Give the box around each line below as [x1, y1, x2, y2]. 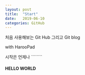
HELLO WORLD [5, 65, 36, 71]
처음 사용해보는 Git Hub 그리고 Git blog [5, 34, 81, 40]
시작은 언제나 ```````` [5, 54, 42, 60]
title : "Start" [5, 12, 38, 16]
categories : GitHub [5, 20, 45, 26]
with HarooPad [5, 44, 35, 50]
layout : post [5, 7, 32, 12]
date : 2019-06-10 [5, 16, 45, 21]
